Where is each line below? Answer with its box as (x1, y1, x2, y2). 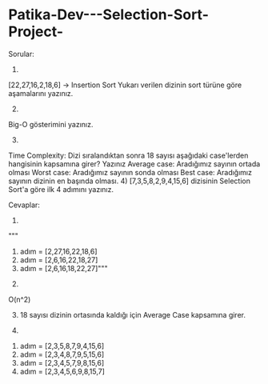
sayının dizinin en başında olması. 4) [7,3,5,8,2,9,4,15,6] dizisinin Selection (8, 176, 250, 186)
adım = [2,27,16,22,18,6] (19, 246, 98, 256)
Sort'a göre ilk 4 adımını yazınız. (8, 184, 114, 194)
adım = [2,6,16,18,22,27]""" (19, 263, 108, 273)
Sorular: (8, 49, 34, 58)
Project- (8, 22, 64, 41)
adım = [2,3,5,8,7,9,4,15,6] (19, 341, 105, 350)
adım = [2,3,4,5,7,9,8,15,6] (19, 358, 105, 367)
